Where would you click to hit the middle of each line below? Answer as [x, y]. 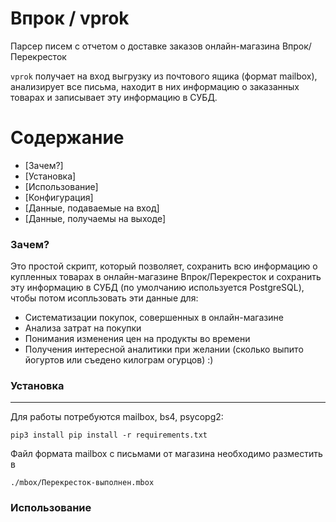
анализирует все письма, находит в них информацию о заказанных [155, 86]
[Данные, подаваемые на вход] [92, 208]
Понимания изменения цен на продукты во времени [137, 339]
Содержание [67, 138]
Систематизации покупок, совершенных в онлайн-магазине [154, 318]
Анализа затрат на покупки [83, 328]
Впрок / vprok [70, 18]
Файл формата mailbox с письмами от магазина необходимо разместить [166, 454]
